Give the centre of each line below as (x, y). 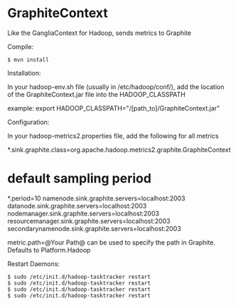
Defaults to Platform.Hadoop (49, 250)
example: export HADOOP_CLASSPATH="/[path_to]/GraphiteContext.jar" (114, 108)
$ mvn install (28, 60)
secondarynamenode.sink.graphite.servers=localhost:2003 (94, 228)
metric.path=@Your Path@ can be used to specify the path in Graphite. (111, 242)
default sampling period (79, 179)
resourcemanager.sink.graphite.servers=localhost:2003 (89, 221)
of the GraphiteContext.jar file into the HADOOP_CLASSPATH (97, 94)
